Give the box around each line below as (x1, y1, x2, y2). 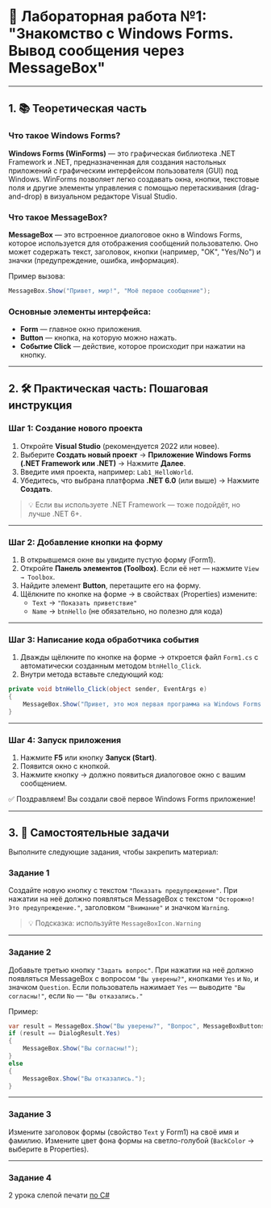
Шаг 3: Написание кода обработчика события (8, 634, 199, 645)
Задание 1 (8, 867, 50, 879)
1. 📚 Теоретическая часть (8, 102, 148, 115)
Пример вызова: (8, 271, 66, 281)
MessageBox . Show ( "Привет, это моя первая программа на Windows (23, 700, 240, 709)
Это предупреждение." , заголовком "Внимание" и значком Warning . (8, 903, 230, 912)
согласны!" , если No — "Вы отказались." (8, 991, 144, 1000)
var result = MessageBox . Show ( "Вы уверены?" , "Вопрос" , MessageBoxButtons (8, 1021, 265, 1030)
